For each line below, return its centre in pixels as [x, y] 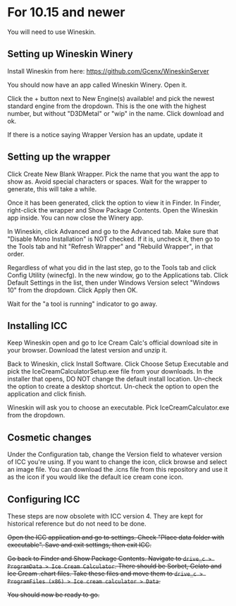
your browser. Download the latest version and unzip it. [87, 350]
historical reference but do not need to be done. [77, 524]
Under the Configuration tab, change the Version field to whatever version [115, 454]
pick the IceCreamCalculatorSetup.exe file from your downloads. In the [110, 372]
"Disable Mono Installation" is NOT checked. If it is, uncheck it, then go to [114, 239]
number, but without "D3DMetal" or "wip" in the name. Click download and [116, 113]
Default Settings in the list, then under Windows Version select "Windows [114, 283]
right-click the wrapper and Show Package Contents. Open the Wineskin [113, 210]
